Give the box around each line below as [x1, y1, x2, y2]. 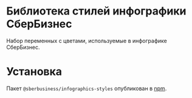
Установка [6, 65, 63, 79]
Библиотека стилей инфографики [6, 4, 187, 18]
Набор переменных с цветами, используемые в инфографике [6, 37, 167, 44]
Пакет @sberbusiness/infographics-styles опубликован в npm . [6, 85, 167, 92]
